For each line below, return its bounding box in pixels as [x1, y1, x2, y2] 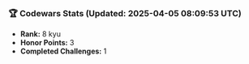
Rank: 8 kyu [19, 29, 61, 39]
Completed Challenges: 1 [19, 46, 107, 56]
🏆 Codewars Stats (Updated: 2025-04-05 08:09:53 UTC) [8, 7, 242, 19]
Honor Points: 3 [19, 38, 75, 48]
